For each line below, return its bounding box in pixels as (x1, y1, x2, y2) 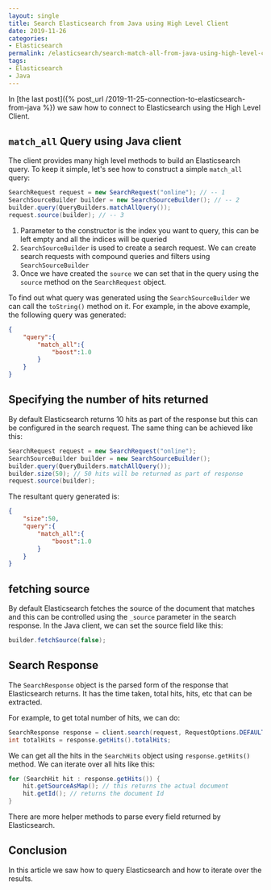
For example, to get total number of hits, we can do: (8, 712, 180, 722)
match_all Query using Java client (8, 135, 181, 148)
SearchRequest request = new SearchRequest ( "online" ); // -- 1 (8, 189, 226, 197)
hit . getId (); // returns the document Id (23, 790, 164, 798)
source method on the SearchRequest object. (19, 277, 167, 286)
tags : (8, 57, 27, 65)
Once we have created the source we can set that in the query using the (19, 268, 260, 278)
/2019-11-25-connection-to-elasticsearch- (105, 94, 246, 103)
